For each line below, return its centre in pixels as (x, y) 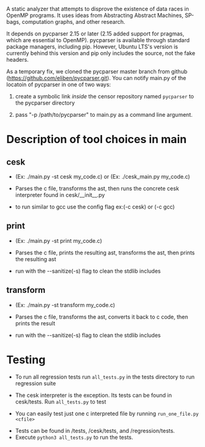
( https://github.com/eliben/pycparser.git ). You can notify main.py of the (96, 78)
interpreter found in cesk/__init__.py (60, 195)
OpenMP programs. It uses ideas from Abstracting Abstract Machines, (95, 15)
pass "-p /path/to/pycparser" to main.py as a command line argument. (104, 115)
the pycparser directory (45, 103)
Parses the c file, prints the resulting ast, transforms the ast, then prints (105, 253)
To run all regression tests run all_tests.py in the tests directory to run (105, 377)
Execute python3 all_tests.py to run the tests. (74, 437)
